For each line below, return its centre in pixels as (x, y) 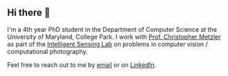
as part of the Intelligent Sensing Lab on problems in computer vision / (107, 44)
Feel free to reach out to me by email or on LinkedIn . (82, 65)
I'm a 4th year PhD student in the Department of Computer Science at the (112, 29)
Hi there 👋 (29, 13)
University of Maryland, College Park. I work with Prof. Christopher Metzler (114, 37)
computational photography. (47, 51)
